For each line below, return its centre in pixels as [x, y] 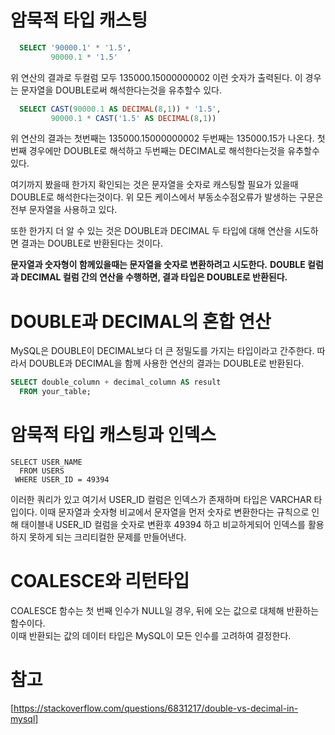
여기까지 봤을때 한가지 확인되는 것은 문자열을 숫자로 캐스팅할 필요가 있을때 [154, 185]
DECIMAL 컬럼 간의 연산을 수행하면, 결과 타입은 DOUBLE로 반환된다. [154, 277]
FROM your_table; [55, 392]
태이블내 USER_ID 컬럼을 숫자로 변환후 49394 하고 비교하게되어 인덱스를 [163, 525]
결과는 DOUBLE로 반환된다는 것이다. [91, 243]
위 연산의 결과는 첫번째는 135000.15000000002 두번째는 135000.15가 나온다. [162, 138]
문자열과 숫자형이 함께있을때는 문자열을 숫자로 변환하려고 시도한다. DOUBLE [158, 265]
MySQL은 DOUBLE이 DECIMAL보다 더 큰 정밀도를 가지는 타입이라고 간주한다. [162, 351]
